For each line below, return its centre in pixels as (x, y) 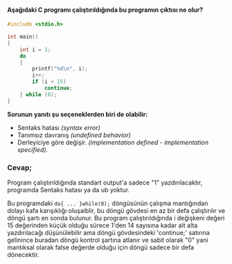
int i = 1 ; (35, 49)
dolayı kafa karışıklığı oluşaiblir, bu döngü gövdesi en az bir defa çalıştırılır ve (116, 210)
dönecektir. (23, 255)
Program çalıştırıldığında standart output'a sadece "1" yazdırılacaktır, (105, 182)
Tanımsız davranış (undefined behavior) (74, 135)
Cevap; (20, 167)
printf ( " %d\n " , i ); (60, 69)
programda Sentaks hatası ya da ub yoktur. (69, 190)
